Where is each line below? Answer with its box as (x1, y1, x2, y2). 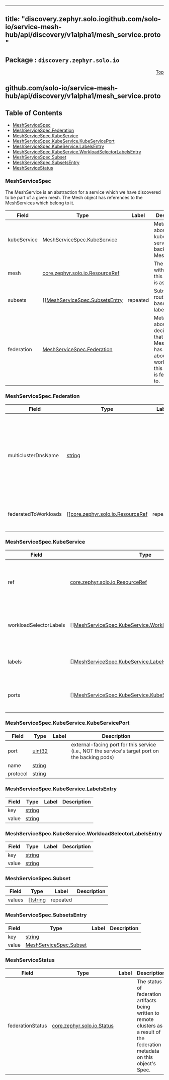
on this (136, 1054, 153, 1061)
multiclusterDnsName (8, 452, 59, 459)
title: (5, 15, 20, 23)
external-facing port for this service (71, 741, 156, 748)
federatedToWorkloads (8, 511, 62, 517)
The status (136, 978, 162, 985)
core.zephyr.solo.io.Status (52, 1022, 114, 1030)
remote (136, 1016, 154, 1023)
